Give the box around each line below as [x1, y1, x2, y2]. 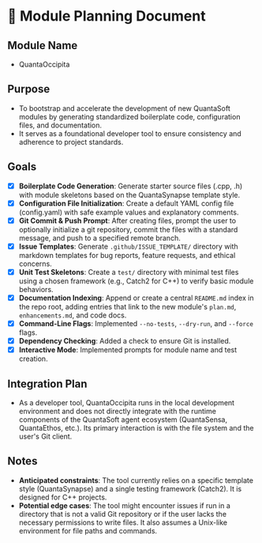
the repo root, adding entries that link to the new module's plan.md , [18, 302, 237, 311]
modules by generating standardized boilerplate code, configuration [18, 112, 241, 121]
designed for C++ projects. [18, 492, 107, 502]
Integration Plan [7, 377, 88, 390]
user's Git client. [18, 431, 73, 441]
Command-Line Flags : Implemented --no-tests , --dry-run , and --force [18, 319, 254, 328]
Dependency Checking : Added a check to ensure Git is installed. [18, 336, 231, 346]
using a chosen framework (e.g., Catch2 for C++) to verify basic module [18, 276, 254, 286]
